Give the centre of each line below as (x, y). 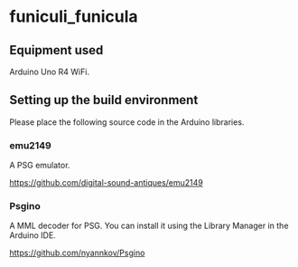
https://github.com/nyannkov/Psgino (77, 253)
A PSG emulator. (40, 166)
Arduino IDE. (33, 235)
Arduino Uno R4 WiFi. (50, 72)
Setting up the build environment (104, 100)
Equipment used (56, 50)
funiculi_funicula (74, 17)
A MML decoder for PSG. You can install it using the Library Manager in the (149, 226)
